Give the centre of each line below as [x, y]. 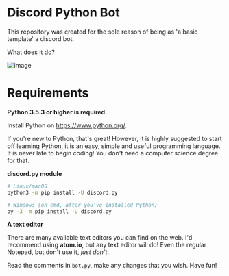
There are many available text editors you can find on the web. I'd [100, 238]
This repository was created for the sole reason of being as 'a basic [103, 32]
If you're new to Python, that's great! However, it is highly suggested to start [114, 138]
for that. [18, 160]
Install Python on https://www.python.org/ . [67, 125]
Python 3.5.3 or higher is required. [57, 112]
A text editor [25, 225]
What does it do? [31, 52]
